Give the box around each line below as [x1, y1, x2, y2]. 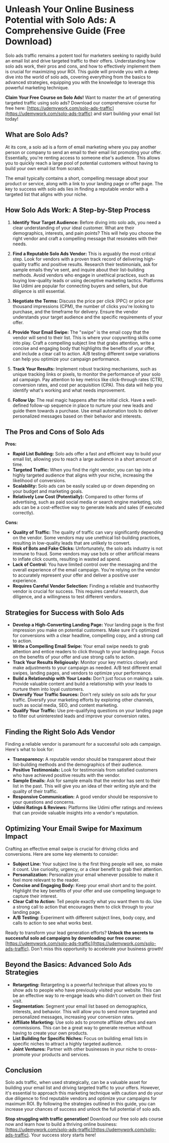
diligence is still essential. [12, 288, 66, 294]
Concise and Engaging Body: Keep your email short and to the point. [12, 882, 157, 888]
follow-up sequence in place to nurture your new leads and [30, 402, 153, 408]
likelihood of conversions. [12, 478, 67, 484]
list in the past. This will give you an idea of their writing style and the [12, 783, 156, 789]
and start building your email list [93, 110, 160, 117]
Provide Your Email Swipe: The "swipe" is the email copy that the [12, 329, 149, 335]
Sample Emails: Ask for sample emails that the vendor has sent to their [12, 777, 160, 784]
